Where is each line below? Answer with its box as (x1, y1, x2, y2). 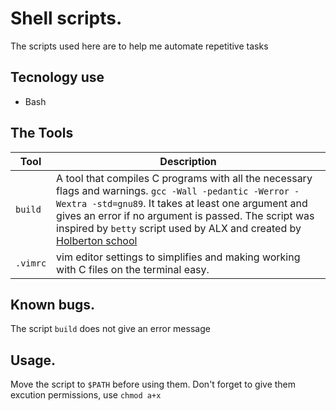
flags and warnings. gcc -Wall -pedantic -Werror (56, 183, 290, 197)
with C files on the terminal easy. (56, 262, 210, 276)
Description (159, 154, 217, 168)
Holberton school (56, 233, 138, 247)
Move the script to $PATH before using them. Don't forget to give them (10, 378, 297, 391)
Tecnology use (10, 69, 105, 86)
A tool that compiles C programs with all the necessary (56, 171, 313, 185)
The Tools (10, 125, 74, 142)
